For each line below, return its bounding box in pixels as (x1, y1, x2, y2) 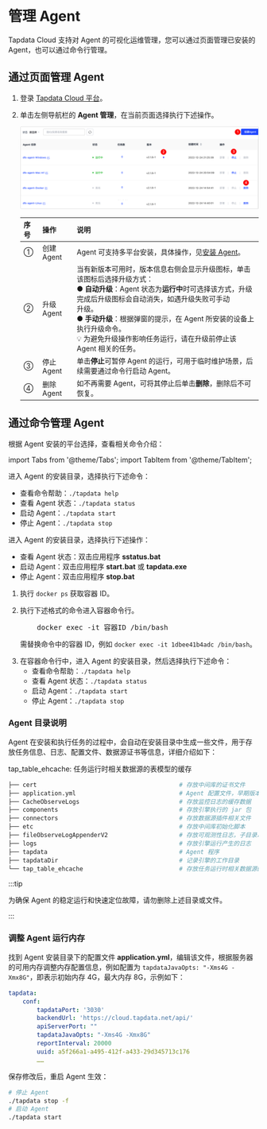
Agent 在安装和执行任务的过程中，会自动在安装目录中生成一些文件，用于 (8, 737, 246, 747)
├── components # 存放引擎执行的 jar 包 (8, 806, 252, 814)
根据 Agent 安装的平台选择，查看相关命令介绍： (8, 439, 164, 448)
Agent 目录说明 (8, 717, 68, 728)
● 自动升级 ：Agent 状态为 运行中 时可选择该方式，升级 (76, 284, 253, 293)
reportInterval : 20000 (37, 1039, 112, 1048)
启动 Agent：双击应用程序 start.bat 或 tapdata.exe (19, 561, 188, 571)
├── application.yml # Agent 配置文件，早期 (8, 789, 250, 797)
